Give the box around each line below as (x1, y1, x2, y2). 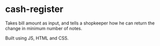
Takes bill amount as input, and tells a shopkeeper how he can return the (5, 20, 155, 26)
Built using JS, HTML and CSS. (5, 35, 69, 41)
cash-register (5, 3, 63, 15)
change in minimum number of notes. (5, 25, 82, 31)
